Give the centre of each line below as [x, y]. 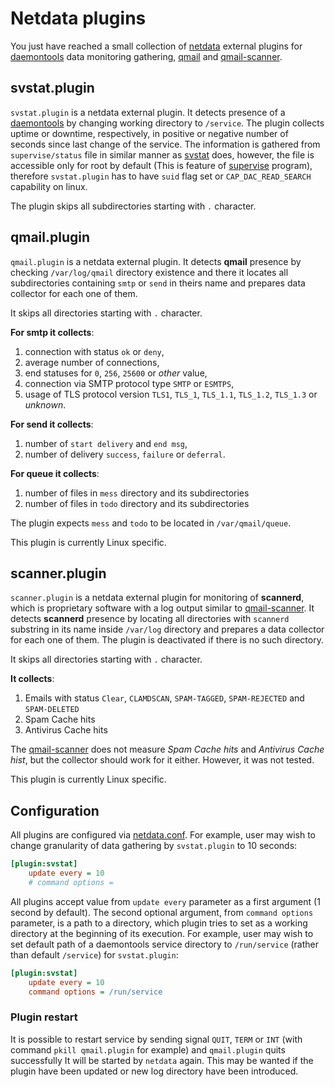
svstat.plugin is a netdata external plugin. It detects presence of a [148, 112]
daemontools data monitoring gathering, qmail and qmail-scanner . [146, 56]
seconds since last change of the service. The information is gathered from [165, 144]
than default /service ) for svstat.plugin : [94, 954]
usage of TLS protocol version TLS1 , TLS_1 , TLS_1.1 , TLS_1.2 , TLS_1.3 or [171, 394]
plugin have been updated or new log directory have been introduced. [154, 1071]
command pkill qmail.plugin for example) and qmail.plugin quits [148, 1049]
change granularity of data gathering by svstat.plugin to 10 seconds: [154, 846]
